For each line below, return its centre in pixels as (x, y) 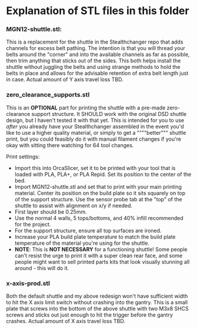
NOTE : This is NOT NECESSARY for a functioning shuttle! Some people (101, 249)
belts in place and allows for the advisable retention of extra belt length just (97, 73)
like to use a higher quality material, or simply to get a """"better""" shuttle (96, 132)
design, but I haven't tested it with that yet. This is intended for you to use (95, 120)
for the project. (33, 224)
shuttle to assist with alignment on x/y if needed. (74, 205)
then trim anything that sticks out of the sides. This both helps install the (94, 61)
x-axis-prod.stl (28, 283)
